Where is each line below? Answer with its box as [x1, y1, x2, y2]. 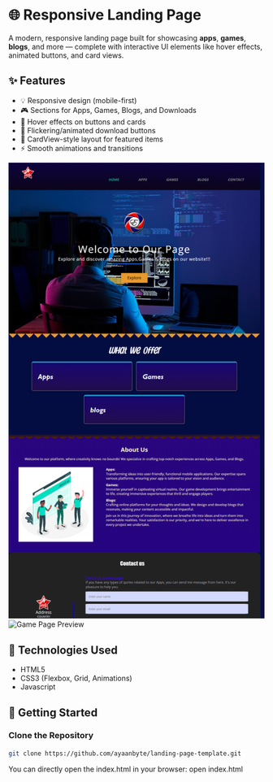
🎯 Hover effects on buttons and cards [19, 116, 146, 127]
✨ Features [8, 74, 66, 88]
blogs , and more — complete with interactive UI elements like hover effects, [8, 41, 262, 51]
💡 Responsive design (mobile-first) [19, 95, 137, 105]
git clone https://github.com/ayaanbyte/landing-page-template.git [8, 749, 242, 758]
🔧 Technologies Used [8, 643, 118, 657]
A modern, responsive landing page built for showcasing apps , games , [8, 33, 246, 42]
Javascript [19, 682, 56, 692]
